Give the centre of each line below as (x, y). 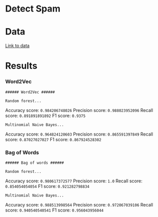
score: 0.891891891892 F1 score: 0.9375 (45, 116)
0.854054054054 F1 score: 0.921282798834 (47, 186)
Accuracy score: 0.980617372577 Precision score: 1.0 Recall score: (74, 181)
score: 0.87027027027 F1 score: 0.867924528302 (53, 139)
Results (21, 66)
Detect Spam (33, 9)
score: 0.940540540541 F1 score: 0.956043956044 (55, 210)
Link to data (17, 46)
